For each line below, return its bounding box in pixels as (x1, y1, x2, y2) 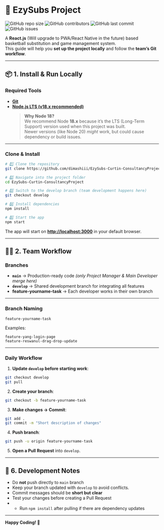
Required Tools (5, 87, 41, 94)
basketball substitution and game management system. (5, 40, 116, 46)
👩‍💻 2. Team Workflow (5, 247, 72, 255)
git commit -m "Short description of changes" (5, 421, 102, 425)
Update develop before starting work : (12, 365, 89, 371)
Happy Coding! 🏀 (5, 520, 41, 526)
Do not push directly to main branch (12, 480, 84, 486)
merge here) (12, 278, 38, 284)
